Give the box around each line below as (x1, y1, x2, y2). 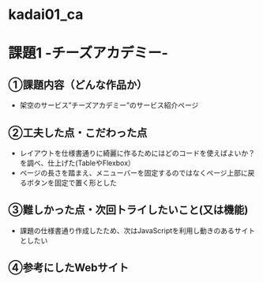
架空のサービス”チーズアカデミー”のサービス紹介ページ (19, 100, 199, 110)
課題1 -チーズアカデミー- (8, 44, 168, 62)
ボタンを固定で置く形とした (26, 178, 117, 187)
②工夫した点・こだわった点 (8, 126, 148, 139)
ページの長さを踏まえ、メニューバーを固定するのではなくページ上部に (19, 168, 249, 177)
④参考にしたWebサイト (8, 261, 129, 274)
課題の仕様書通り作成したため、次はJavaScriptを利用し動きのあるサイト (19, 225, 256, 235)
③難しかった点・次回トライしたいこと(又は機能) (8, 203, 249, 217)
